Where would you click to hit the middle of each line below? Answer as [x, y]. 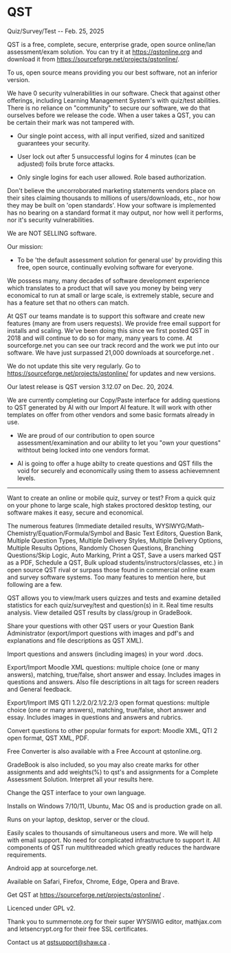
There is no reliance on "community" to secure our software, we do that [109, 108]
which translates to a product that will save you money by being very [104, 288]
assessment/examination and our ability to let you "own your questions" [119, 443]
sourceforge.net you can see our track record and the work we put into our [113, 345]
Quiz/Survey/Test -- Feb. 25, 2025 [56, 31]
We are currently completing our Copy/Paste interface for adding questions [114, 400]
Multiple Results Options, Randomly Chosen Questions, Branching [100, 548]
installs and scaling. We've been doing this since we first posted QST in [108, 330]
